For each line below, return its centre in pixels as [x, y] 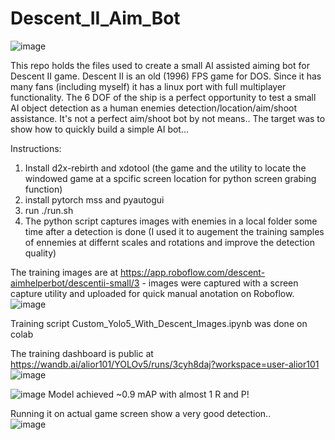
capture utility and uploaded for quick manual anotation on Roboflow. [152, 293]
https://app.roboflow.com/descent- [192, 272]
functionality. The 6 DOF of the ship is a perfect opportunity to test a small [163, 97]
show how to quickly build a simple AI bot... [100, 129]
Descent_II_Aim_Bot [95, 18]
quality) [40, 253]
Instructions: [36, 148]
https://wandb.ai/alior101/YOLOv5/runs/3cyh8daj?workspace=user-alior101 [165, 364]
